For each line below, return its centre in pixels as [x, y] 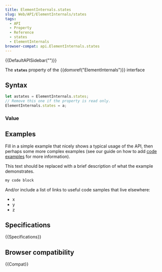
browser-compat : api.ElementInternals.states [52, 46]
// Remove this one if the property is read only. [58, 101]
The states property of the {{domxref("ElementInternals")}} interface [75, 70]
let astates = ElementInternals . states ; [47, 96]
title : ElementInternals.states [38, 10]
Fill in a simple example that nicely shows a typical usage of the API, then [79, 146]
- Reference [22, 32]
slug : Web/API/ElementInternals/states [46, 14]
